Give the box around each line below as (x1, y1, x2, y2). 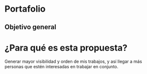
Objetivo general (4, 23, 57, 31)
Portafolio (4, 3, 46, 15)
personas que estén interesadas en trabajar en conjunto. (4, 63, 119, 69)
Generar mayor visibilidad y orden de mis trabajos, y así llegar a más (4, 58, 142, 64)
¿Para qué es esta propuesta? (4, 42, 127, 53)
